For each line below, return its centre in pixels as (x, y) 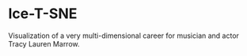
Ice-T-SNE (43, 14)
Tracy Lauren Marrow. (44, 43)
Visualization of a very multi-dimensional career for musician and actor (124, 35)
